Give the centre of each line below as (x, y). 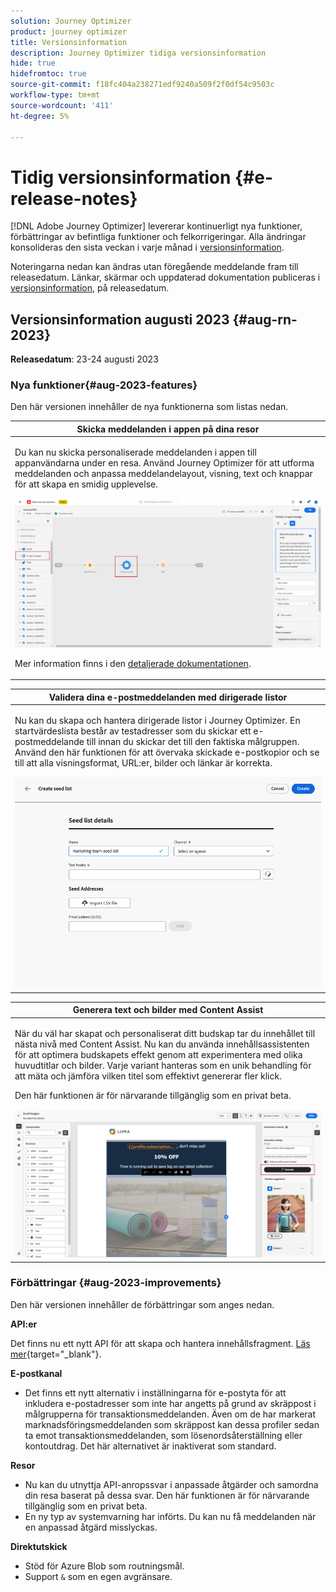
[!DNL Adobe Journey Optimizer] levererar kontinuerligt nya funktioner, (156, 226)
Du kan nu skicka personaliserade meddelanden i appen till (135, 452)
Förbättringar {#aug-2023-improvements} (116, 1283)
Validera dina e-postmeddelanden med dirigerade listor (168, 697)
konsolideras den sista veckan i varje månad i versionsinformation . (147, 247)
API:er (24, 1324)
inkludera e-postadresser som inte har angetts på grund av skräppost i (170, 1403)
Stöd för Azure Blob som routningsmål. (104, 1566)
